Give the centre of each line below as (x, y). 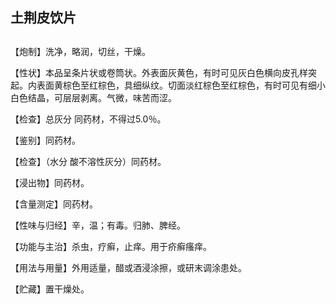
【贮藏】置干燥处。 (50, 289)
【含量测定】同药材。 (54, 204)
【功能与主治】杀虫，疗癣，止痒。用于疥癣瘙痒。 (111, 246)
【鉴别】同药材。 (45, 140)
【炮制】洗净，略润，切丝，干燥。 (80, 51)
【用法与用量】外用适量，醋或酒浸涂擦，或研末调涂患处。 (128, 267)
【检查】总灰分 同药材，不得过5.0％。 (88, 119)
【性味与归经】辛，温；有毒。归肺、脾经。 (98, 225)
